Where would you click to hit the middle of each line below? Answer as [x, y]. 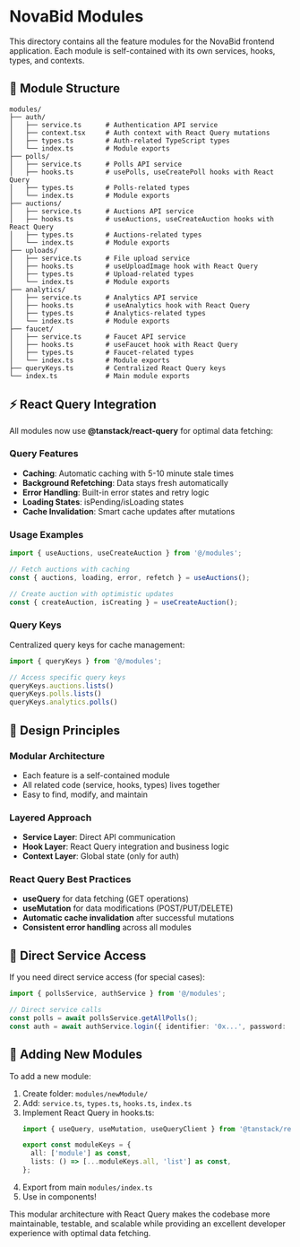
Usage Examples [47, 534]
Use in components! [59, 1196]
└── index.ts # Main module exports [100, 376]
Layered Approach [51, 818]
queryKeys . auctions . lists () [62, 686]
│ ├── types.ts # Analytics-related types [107, 313]
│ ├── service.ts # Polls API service [95, 164]
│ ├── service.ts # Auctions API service [102, 211]
